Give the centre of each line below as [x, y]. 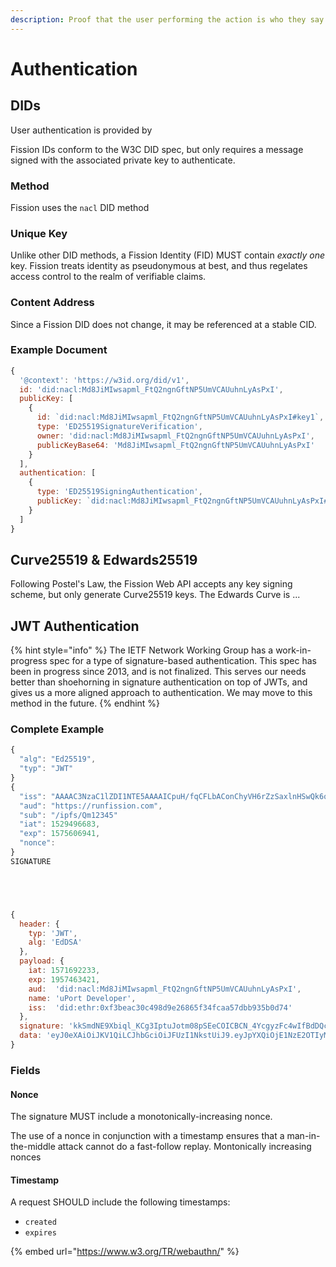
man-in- [303, 1136]
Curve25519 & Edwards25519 [104, 559]
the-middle [33, 1147]
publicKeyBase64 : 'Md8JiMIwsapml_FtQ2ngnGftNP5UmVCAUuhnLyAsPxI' [175, 445]
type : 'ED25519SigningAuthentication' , [119, 492]
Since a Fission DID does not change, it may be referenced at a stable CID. [163, 324]
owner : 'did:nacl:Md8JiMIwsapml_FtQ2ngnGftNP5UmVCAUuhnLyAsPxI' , [175, 436]
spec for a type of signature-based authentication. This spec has [183, 661]
